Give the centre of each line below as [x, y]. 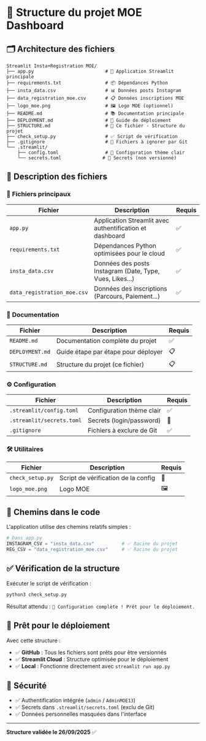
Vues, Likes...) [114, 278]
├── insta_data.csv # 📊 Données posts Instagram [94, 91]
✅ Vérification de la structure [63, 568]
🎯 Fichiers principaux [39, 194]
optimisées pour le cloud [130, 253]
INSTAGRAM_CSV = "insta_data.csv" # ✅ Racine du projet [92, 544]
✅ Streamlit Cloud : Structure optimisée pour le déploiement [92, 659]
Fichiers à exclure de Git [123, 430]
